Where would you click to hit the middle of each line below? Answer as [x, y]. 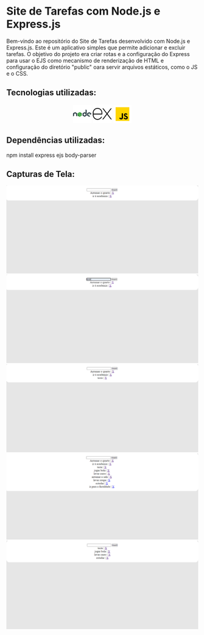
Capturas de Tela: [40, 174]
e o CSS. [17, 73]
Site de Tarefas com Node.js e [83, 11]
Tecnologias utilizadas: [51, 93]
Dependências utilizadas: [56, 141]
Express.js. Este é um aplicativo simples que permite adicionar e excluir [96, 48]
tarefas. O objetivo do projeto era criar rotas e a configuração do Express [98, 54]
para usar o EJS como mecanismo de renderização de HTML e [85, 60]
